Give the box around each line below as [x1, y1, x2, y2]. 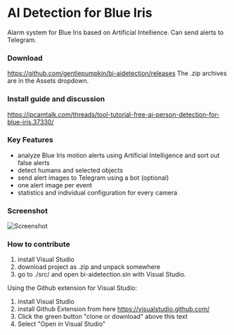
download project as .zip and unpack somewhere [17, 263, 160, 271]
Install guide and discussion [7, 94, 105, 104]
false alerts [17, 158, 51, 166]
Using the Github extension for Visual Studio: [7, 284, 137, 292]
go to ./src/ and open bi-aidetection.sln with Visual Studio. [17, 270, 186, 279]
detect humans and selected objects [17, 166, 124, 174]
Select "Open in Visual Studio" [17, 320, 106, 328]
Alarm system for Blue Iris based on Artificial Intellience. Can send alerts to [7, 28, 224, 37]
